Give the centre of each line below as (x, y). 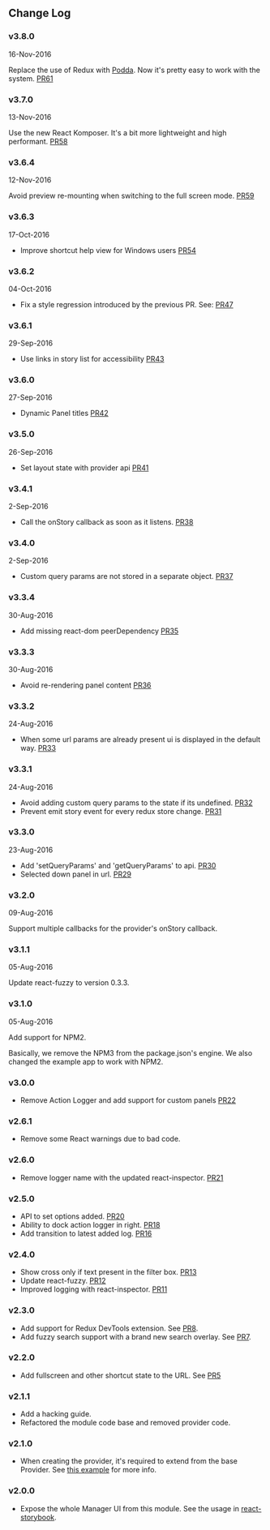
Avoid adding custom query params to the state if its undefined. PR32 (136, 803)
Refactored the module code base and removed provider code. (125, 1423)
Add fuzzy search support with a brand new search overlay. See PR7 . (135, 1336)
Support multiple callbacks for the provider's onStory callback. (113, 928)
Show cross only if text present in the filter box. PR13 (108, 1272)
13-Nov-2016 (30, 117)
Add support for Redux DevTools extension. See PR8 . (109, 1328)
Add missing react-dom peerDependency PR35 (99, 631)
